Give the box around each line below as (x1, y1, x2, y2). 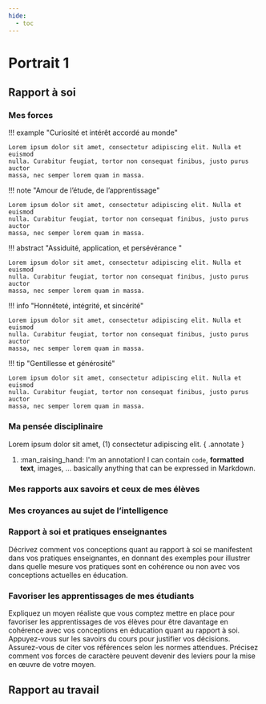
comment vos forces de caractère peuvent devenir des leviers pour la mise (8, 651, 256, 661)
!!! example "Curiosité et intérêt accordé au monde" (8, 128, 178, 137)
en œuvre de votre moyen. (8, 660, 96, 669)
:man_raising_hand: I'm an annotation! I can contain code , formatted (19, 454, 244, 464)
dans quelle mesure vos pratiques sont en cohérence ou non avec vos (8, 561, 240, 571)
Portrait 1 (8, 54, 70, 72)
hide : (8, 11, 26, 20)
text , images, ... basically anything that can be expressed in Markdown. (19, 463, 256, 473)
